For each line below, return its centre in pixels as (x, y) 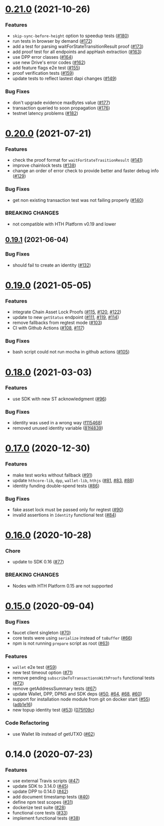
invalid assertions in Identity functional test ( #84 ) (64, 515)
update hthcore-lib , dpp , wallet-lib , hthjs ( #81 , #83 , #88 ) (73, 480)
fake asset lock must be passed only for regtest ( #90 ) (68, 509)
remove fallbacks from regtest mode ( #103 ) (57, 323)
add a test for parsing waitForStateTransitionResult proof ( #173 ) (78, 47)
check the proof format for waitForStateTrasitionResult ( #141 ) (77, 160)
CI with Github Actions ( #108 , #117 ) (48, 328)
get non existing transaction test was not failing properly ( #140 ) (78, 200)
